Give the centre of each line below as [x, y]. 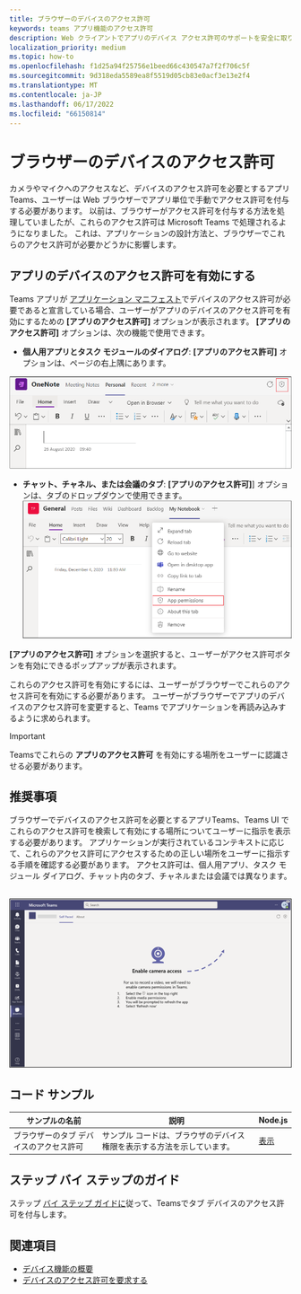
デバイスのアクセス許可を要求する [85, 1281]
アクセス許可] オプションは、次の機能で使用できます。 [110, 333]
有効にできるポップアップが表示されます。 [103, 665]
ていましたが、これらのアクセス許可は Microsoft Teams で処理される [152, 222]
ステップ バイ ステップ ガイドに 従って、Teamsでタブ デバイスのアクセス [143, 1203]
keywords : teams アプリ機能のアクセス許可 [82, 28]
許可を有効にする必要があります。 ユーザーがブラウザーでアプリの [147, 695]
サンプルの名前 [54, 1120]
